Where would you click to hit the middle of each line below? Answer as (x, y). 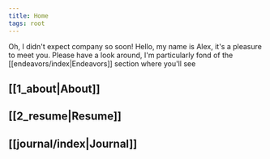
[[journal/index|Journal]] (73, 143)
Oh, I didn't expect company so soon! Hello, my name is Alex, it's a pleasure (135, 46)
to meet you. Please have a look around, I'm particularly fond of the (121, 55)
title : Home (28, 16)
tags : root (27, 23)
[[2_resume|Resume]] (65, 117)
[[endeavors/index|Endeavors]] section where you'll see (102, 63)
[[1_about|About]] (54, 88)
